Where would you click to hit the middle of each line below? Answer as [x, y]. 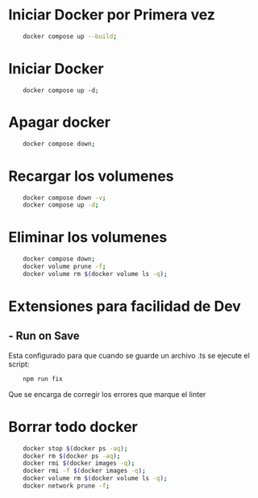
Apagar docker [60, 122]
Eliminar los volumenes [88, 238]
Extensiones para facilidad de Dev [125, 306]
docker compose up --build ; [70, 36]
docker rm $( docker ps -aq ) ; [72, 456]
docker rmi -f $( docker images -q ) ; [85, 471]
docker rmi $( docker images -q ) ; [79, 463]
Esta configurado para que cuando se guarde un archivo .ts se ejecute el [129, 355]
